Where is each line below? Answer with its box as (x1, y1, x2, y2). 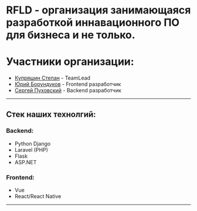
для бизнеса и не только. (6, 29, 136, 41)
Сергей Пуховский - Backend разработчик (14, 87, 122, 94)
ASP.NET (14, 158, 37, 165)
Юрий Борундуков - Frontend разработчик (14, 81, 121, 88)
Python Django (14, 140, 51, 147)
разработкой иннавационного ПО (6, 16, 180, 29)
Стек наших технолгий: (6, 109, 96, 119)
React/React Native (14, 193, 62, 200)
